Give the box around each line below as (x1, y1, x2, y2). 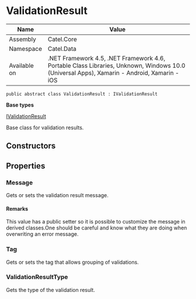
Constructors (6, 141, 56, 151)
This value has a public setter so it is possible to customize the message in (6, 218, 185, 225)
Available (9, 61, 34, 70)
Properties (6, 161, 45, 171)
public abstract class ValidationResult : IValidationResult (6, 91, 158, 97)
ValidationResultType (6, 273, 68, 281)
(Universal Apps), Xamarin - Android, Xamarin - (47, 68, 180, 77)
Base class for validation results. (6, 124, 84, 131)
